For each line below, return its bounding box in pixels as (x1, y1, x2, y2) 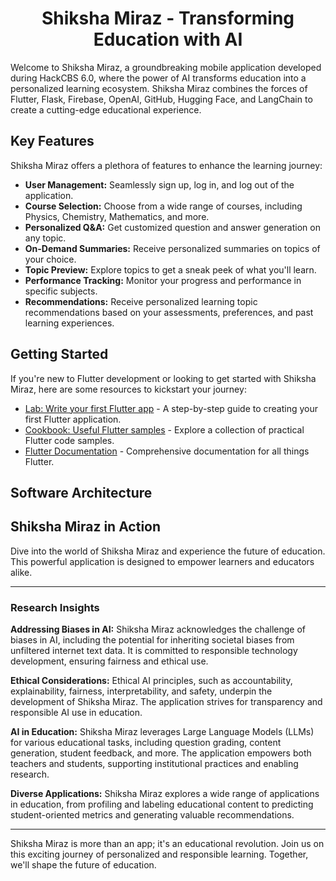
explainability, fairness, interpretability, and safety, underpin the (10, 685, 273, 697)
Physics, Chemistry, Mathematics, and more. (24, 210, 210, 222)
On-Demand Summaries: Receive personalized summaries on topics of (24, 242, 321, 254)
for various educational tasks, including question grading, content (10, 737, 282, 749)
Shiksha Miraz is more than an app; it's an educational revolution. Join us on (10, 838, 325, 850)
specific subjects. (24, 285, 98, 297)
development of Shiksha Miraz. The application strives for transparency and (10, 696, 323, 708)
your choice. (24, 253, 77, 265)
